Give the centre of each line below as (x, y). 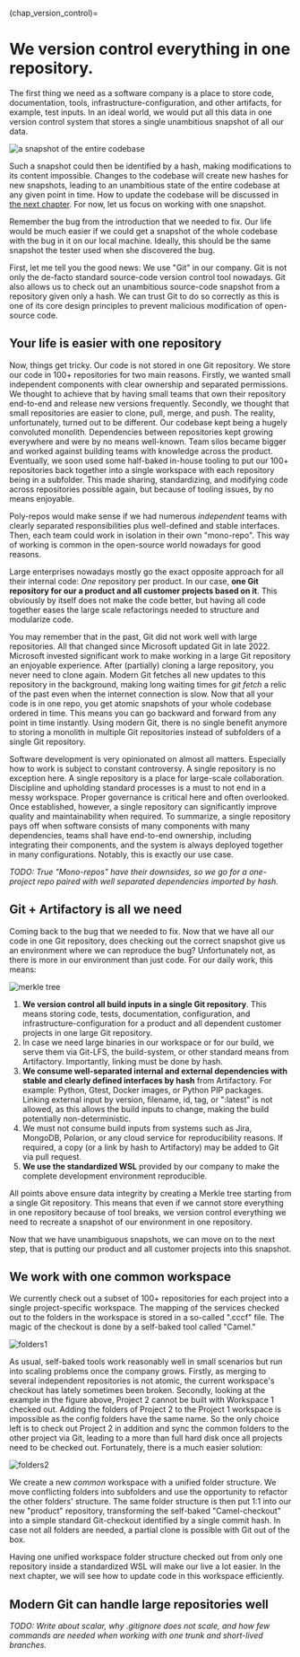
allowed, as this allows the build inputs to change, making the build (146, 1109)
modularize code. (42, 619)
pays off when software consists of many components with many (130, 826)
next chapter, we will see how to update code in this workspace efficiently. (147, 1576)
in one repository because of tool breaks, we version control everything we (148, 1212)
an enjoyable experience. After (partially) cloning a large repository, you (142, 665)
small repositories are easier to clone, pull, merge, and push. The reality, (142, 413)
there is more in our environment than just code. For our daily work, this (141, 960)
